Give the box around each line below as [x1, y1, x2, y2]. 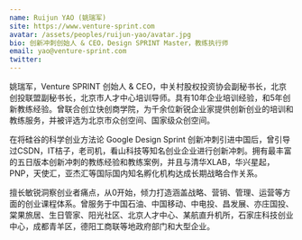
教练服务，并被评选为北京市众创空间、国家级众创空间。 [9, 115, 215, 125]
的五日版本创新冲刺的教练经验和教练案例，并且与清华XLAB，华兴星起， [9, 157, 275, 167]
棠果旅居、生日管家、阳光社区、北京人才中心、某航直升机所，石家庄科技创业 [9, 209, 294, 220]
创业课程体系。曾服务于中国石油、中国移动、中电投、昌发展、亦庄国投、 [24, 198, 294, 208]
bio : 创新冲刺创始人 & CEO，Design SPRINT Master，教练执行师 [9, 38, 229, 48]
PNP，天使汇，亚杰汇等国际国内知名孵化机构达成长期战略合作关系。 [9, 168, 263, 179]
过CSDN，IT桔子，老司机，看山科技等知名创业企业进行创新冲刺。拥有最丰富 [9, 145, 292, 156]
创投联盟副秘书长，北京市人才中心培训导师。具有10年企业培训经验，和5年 [9, 92, 283, 103]
